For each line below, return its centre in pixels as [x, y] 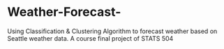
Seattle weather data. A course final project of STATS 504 [90, 38]
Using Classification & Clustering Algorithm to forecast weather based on [112, 31]
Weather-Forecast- [64, 12]
